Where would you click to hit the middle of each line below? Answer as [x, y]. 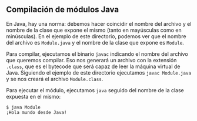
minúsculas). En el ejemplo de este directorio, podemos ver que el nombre [96, 36]
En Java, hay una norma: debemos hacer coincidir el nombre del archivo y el [99, 23]
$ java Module [24, 107]
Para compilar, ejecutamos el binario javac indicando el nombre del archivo [97, 54]
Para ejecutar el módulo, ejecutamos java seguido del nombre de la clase [95, 90]
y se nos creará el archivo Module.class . [55, 79]
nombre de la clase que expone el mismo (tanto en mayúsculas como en [94, 30]
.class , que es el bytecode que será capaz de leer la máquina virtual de [93, 66]
